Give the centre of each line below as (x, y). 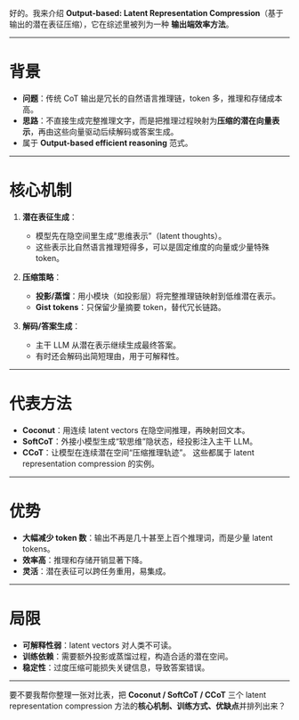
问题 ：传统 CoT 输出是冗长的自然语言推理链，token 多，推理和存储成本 (152, 98)
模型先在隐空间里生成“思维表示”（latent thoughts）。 (131, 235)
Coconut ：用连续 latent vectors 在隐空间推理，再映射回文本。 (136, 430)
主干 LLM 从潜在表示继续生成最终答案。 (108, 345)
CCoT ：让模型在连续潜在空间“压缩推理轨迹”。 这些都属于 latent (138, 452)
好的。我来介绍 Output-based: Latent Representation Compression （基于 (146, 13)
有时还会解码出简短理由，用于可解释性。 (109, 356)
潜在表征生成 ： (49, 217)
